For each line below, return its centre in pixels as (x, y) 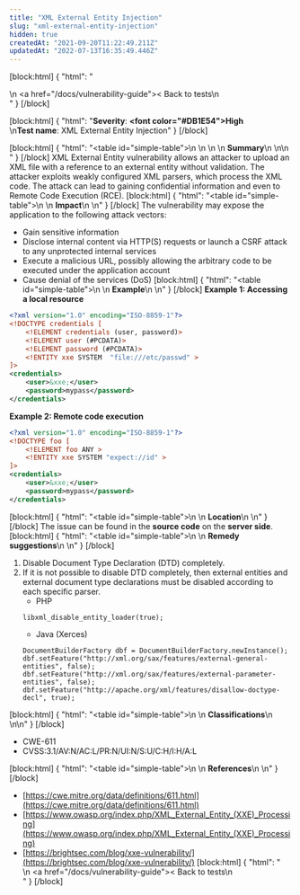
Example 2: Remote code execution (76, 416)
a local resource (53, 299)
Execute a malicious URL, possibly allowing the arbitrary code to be (147, 261)
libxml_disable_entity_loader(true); (93, 617)
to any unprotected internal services (89, 252)
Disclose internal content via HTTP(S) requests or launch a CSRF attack (154, 242)
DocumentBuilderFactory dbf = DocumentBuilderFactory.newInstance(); (155, 651)
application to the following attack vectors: (88, 215)
